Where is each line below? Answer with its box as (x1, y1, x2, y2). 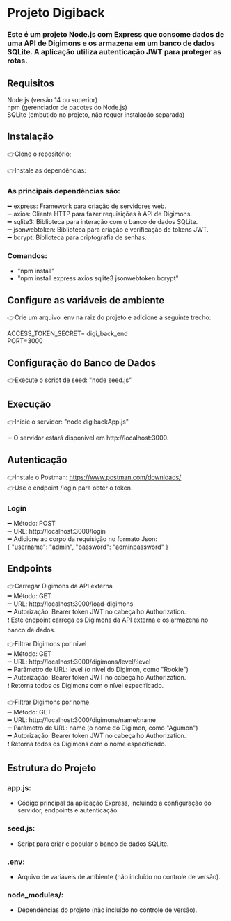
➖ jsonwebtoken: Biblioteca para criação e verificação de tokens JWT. (7, 225, 209, 234)
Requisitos (7, 77, 54, 89)
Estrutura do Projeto (7, 762, 97, 774)
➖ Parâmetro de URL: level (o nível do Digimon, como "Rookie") (7, 665, 189, 673)
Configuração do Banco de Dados (7, 357, 157, 369)
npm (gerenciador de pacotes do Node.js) (7, 103, 127, 111)
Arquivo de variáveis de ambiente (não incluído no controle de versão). (17, 872, 221, 881)
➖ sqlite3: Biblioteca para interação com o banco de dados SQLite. (7, 218, 198, 226)
